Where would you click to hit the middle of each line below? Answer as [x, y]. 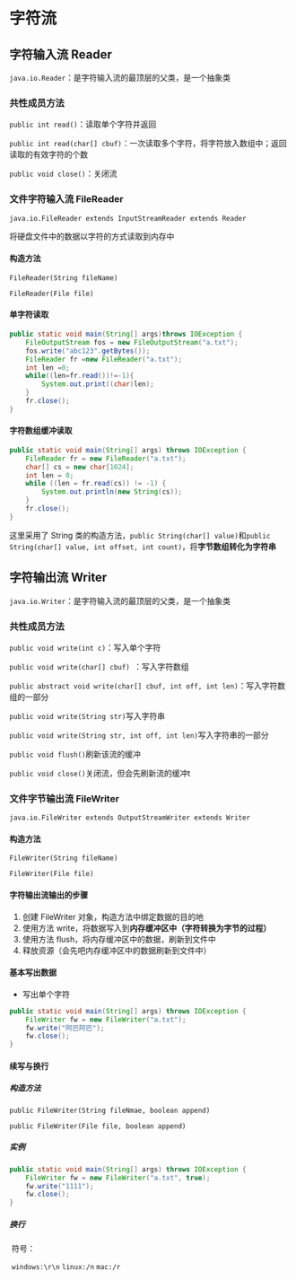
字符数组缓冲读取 [41, 431]
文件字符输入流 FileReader [66, 199]
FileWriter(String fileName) [64, 858]
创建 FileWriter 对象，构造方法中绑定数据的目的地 [113, 916]
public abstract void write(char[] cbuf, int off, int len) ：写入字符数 [148, 685]
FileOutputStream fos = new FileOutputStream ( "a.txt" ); [132, 342]
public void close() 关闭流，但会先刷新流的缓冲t [100, 773]
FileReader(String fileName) [64, 278]
